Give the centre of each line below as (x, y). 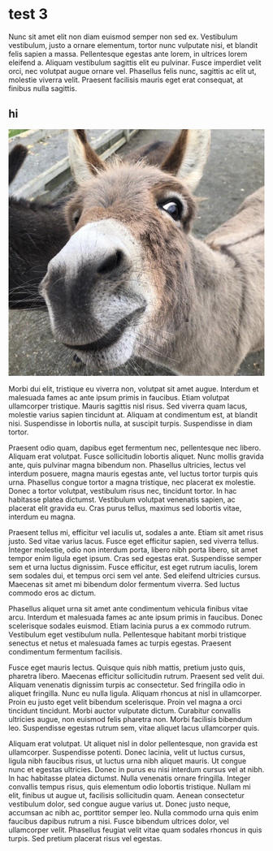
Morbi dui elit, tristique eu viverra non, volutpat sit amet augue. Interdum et (134, 389)
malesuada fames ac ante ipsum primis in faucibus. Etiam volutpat (119, 397)
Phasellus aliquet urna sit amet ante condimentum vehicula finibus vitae (128, 608)
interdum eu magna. (42, 516)
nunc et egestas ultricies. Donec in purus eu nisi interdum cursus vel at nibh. (136, 769)
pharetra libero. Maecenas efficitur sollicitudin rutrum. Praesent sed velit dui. (136, 676)
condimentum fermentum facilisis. (65, 651)
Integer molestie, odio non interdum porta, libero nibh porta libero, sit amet (133, 550)
